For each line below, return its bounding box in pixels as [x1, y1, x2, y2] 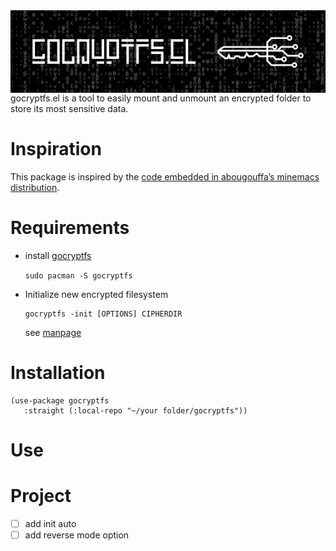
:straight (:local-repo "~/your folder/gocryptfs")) [23, 406, 248, 416]
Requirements [10, 217, 130, 239]
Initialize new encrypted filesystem [24, 289, 169, 301]
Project [10, 485, 72, 508]
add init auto [24, 518, 77, 530]
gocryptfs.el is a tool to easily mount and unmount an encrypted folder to [10, 92, 312, 104]
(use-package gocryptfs [10, 396, 110, 406]
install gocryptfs [24, 250, 92, 262]
